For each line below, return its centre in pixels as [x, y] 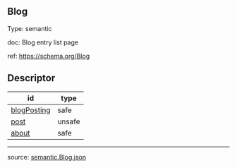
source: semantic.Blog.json [47, 157]
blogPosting [31, 110]
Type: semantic [30, 28]
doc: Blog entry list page [43, 42]
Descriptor [31, 78]
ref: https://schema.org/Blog [49, 56]
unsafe [69, 121]
